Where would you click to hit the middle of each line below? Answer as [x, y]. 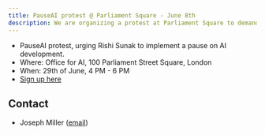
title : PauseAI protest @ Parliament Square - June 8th [102, 15]
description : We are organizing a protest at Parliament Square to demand [134, 23]
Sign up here [40, 79]
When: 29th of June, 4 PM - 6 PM [75, 70]
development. [42, 54]
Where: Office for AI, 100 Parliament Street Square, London [116, 62]
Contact [28, 103]
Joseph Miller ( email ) [54, 122]
